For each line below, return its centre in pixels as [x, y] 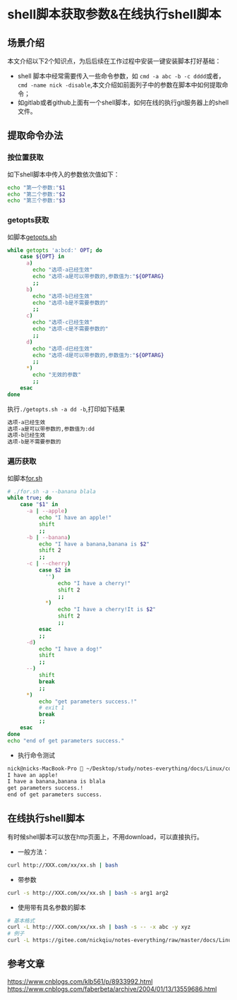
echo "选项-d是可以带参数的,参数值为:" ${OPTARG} [98, 355]
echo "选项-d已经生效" [63, 349]
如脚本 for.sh [25, 478]
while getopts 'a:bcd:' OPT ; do [55, 250]
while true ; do [30, 498]
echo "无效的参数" [57, 375]
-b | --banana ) [48, 537]
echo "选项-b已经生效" [63, 296]
